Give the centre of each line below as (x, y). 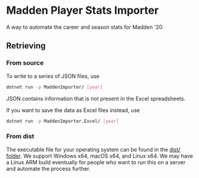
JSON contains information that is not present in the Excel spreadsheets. (96, 98)
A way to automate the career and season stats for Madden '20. (85, 27)
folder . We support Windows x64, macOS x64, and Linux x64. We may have (100, 156)
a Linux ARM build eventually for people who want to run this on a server (96, 162)
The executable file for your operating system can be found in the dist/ (94, 149)
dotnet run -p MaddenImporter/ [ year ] (55, 87)
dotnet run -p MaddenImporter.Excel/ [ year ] (63, 121)
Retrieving (26, 46)
